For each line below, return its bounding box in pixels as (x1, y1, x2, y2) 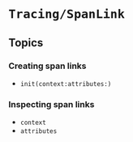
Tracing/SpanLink (8, 6, 126, 22)
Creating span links (8, 60, 87, 71)
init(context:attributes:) (19, 80, 112, 88)
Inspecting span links (8, 98, 95, 110)
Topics (8, 36, 44, 49)
